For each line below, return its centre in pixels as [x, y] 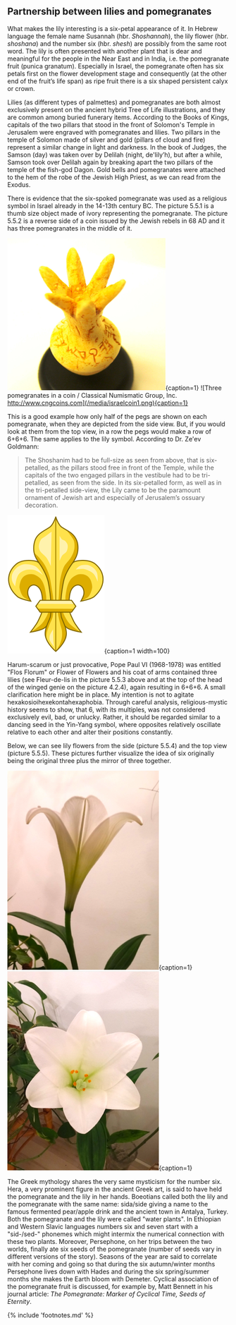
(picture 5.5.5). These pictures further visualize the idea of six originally [111, 753]
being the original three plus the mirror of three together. [89, 760]
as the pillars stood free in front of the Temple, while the [133, 468]
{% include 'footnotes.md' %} [50, 1315]
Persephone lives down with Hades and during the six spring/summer [108, 1271]
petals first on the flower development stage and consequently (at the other [117, 73]
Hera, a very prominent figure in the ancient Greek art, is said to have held [115, 1189]
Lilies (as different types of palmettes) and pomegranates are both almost [114, 102]
